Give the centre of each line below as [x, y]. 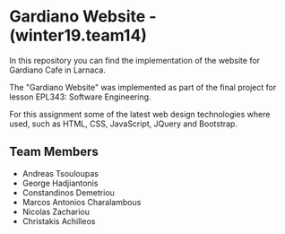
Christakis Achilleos [59, 221]
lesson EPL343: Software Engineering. [80, 97]
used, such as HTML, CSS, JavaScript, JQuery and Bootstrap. [123, 124]
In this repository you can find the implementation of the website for [135, 60]
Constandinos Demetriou [68, 192]
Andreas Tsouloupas [60, 173]
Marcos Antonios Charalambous [82, 202]
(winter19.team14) [78, 35]
